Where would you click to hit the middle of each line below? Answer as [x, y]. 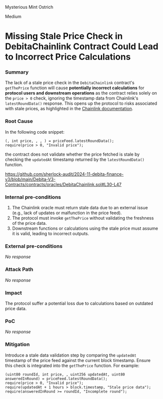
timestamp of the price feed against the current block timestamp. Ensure [78, 360]
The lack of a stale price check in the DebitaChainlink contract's [70, 83]
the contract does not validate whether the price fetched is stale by [72, 154]
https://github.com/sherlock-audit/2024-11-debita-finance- [64, 174]
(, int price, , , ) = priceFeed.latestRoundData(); [60, 141]
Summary [17, 72]
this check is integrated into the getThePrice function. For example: [72, 365]
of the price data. [29, 223]
